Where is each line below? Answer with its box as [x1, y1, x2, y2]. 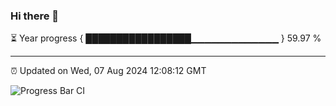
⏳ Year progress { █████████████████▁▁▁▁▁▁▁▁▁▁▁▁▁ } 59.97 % [10, 32, 322, 44]
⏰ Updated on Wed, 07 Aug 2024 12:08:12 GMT [10, 65, 207, 77]
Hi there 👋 [10, 9, 60, 23]
